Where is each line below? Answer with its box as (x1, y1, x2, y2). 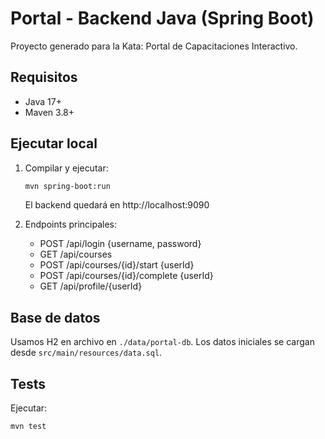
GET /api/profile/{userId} (39, 280, 143, 292)
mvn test (10, 422, 47, 432)
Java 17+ (24, 95, 62, 107)
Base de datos (10, 309, 101, 326)
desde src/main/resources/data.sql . (10, 347, 163, 359)
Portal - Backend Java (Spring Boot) (10, 7, 315, 30)
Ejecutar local (10, 135, 98, 152)
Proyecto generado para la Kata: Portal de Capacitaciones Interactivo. (10, 40, 298, 52)
